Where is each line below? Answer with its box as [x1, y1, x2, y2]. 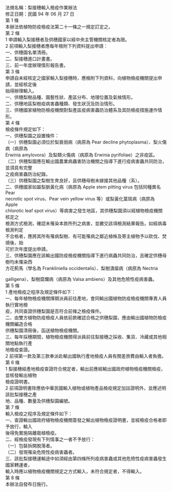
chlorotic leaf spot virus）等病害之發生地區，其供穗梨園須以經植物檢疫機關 [5, 208, 163, 214]
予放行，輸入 [5, 423, 32, 429]
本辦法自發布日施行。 [5, 481, 50, 487]
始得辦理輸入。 [5, 88, 37, 94]
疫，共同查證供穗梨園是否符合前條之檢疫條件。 [5, 308, 104, 314]
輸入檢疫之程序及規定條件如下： [5, 411, 73, 417]
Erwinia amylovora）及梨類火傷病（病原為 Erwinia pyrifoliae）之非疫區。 [5, 152, 158, 158]
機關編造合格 [5, 321, 32, 327]
